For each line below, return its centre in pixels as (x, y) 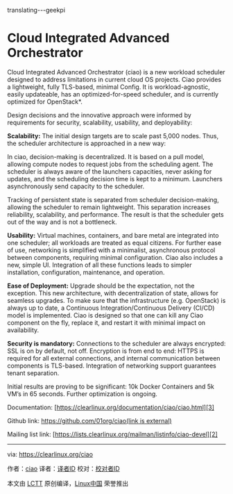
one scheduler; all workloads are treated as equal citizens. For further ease (114, 242)
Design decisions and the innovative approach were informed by (100, 115)
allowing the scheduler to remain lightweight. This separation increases (109, 207)
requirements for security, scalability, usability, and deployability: (100, 122)
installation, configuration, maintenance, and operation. (86, 272)
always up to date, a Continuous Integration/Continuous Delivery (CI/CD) (111, 308)
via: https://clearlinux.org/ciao (50, 454)
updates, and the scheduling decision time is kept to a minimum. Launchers (115, 179)
